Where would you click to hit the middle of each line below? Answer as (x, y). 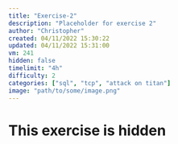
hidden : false (32, 61)
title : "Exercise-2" (43, 16)
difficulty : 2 (32, 76)
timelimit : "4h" (35, 68)
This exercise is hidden (87, 130)
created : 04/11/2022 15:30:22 (59, 38)
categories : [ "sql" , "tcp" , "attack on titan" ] (90, 83)
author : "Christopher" (46, 31)
